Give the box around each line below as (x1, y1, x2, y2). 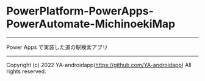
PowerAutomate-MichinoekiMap (6, 17, 176, 31)
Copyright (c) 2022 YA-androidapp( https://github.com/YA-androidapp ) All (6, 61, 192, 68)
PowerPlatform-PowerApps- (6, 4, 154, 18)
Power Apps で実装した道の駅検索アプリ (6, 44, 108, 51)
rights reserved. (6, 68, 47, 75)
